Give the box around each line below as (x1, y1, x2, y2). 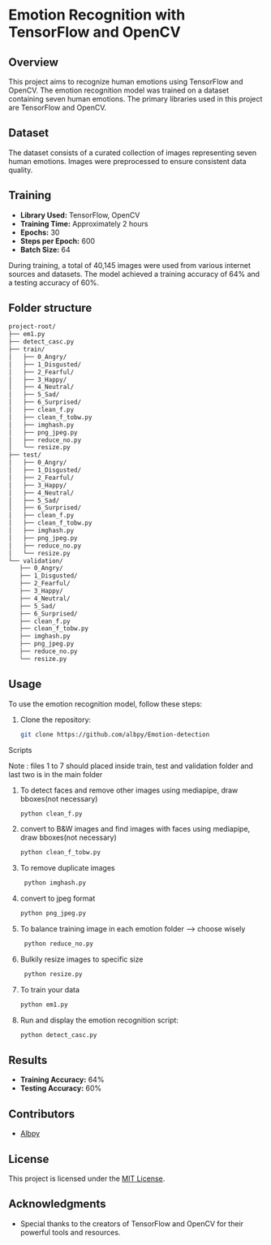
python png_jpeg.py (19, 910, 87, 918)
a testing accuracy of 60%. (8, 278, 100, 287)
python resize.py (24, 970, 83, 978)
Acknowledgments (8, 1197, 107, 1211)
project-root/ (8, 322, 57, 331)
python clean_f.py (19, 810, 83, 818)
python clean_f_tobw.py (19, 849, 101, 857)
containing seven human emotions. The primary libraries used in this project (8, 94, 263, 103)
